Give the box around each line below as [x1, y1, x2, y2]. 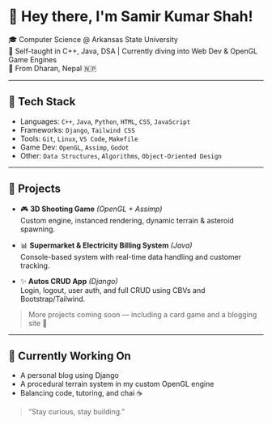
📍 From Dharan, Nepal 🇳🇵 [8, 63, 97, 73]
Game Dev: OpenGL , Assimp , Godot [19, 142, 130, 152]
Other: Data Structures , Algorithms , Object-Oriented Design [19, 151, 223, 160]
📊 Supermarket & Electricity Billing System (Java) [19, 240, 193, 250]
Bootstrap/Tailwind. [19, 294, 86, 303]
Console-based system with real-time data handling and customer [19, 252, 241, 261]
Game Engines [8, 54, 57, 64]
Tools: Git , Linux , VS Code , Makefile [19, 134, 138, 143]
